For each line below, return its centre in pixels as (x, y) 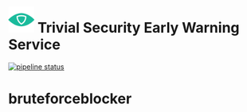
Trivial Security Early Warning (139, 28)
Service (35, 45)
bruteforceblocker (70, 99)
